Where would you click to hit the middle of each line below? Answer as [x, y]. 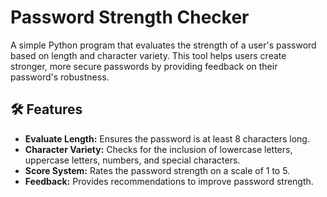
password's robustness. [60, 77]
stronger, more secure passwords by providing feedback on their [144, 66]
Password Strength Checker [130, 17]
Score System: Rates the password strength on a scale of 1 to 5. [157, 170]
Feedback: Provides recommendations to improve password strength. [169, 181]
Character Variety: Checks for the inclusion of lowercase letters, [158, 149]
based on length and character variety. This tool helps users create [148, 55]
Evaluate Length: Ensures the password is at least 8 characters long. [167, 138]
